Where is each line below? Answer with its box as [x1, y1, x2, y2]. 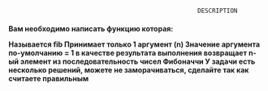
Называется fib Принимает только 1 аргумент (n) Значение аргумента [8, 39, 261, 49]
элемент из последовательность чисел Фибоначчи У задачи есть [19, 56, 256, 66]
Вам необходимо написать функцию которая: [8, 23, 174, 33]
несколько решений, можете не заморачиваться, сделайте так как [8, 64, 249, 75]
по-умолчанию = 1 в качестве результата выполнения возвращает [8, 48, 248, 57]
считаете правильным [8, 73, 89, 83]
